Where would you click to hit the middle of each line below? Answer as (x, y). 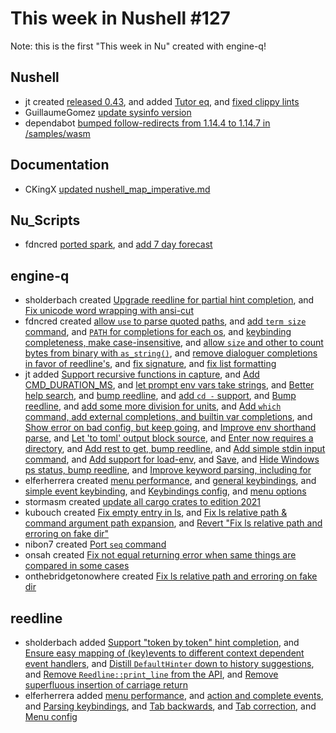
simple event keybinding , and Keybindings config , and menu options (165, 491)
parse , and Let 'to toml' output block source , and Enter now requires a (169, 438)
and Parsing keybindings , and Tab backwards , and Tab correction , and (170, 706)
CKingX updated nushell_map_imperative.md (117, 189)
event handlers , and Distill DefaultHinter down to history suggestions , (169, 663)
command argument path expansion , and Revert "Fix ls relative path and (173, 523)
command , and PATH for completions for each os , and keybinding (158, 332)
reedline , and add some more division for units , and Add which (153, 406)
